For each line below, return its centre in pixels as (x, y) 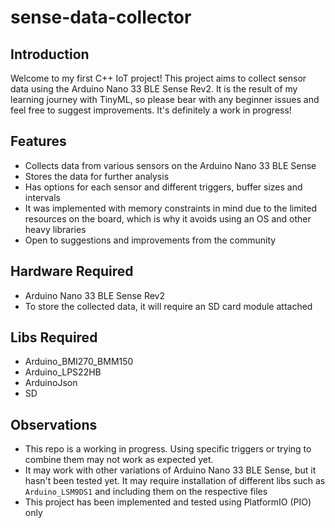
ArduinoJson (51, 383)
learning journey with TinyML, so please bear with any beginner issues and (165, 99)
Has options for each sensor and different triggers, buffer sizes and (163, 187)
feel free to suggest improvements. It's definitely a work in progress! (151, 110)
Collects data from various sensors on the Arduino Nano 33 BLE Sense (170, 165)
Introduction (50, 54)
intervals (42, 197)
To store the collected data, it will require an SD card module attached (168, 306)
